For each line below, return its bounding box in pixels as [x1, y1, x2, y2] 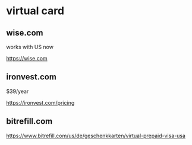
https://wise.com [6, 55, 48, 62]
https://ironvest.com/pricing [6, 99, 75, 106]
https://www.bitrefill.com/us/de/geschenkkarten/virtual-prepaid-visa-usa [6, 132, 186, 139]
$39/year [6, 88, 29, 95]
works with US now [6, 43, 53, 50]
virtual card [6, 4, 64, 18]
